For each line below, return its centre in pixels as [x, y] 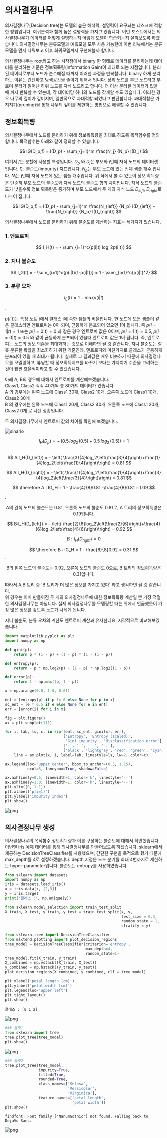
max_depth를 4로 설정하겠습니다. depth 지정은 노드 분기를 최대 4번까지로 [77, 859]
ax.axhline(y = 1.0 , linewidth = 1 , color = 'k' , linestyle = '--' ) [69, 783]
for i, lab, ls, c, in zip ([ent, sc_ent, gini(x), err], [66, 732]
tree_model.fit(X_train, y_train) [41, 958]
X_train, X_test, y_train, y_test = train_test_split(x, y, [69, 912]
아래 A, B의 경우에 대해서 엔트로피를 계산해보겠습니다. [57, 379]
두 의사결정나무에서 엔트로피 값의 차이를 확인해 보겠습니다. [62, 421]
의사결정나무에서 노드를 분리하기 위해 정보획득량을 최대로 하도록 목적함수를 [78, 135]
